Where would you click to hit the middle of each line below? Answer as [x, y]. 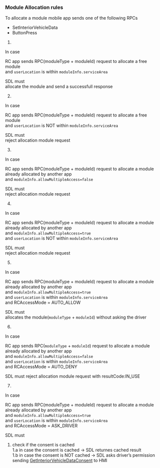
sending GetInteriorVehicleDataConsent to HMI [60, 461]
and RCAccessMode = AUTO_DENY [41, 367]
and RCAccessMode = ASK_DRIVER [41, 426]
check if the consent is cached [43, 445]
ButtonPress [25, 33]
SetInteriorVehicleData [35, 28]
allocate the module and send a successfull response [59, 87]
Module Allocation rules [34, 7]
